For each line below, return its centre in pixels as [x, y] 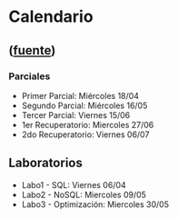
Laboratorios [45, 163]
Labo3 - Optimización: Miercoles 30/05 [95, 204]
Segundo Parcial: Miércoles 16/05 [84, 105]
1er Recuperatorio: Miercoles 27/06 [88, 124]
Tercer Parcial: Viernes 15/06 [76, 114]
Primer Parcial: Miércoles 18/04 [80, 95]
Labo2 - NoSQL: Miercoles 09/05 [84, 194]
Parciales [30, 76]
